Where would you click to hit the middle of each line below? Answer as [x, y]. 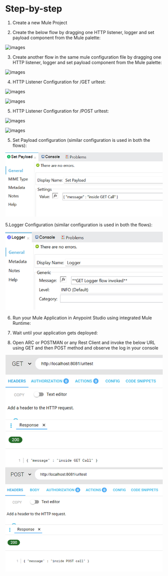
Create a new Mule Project [40, 23]
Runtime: [21, 323]
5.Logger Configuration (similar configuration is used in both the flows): [79, 225]
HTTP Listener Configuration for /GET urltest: [59, 82]
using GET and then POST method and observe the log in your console [85, 348]
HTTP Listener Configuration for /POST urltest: [60, 111]
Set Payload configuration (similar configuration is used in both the [81, 140]
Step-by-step [34, 9]
